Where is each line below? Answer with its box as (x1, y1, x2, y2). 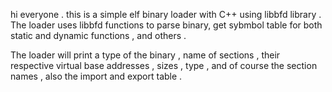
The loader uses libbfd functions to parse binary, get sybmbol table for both (10, 19, 323, 31)
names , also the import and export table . (10, 70, 183, 82)
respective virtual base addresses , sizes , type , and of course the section (10, 60, 318, 71)
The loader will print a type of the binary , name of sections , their (10, 49, 281, 61)
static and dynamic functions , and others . (10, 30, 187, 41)
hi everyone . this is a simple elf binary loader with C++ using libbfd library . (10, 9, 322, 20)
